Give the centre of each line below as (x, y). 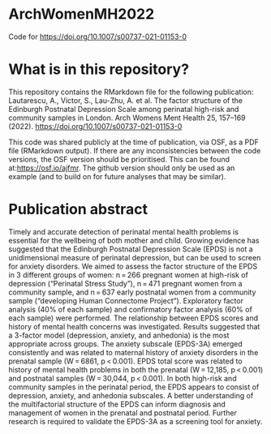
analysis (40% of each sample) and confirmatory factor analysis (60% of (131, 309)
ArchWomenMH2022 (82, 14)
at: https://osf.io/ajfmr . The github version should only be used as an (122, 168)
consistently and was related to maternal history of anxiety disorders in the (133, 352)
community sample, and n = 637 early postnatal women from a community (132, 292)
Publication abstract (78, 210)
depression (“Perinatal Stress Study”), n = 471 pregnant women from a (125, 283)
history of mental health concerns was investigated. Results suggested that (134, 326)
